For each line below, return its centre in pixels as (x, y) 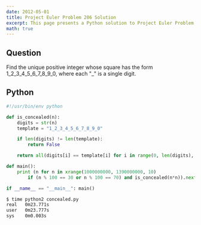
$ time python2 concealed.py (42, 199)
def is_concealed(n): (33, 117)
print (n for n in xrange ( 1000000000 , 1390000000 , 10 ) (87, 172)
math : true (20, 28)
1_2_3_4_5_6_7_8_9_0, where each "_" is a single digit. (71, 74)
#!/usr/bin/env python (34, 106)
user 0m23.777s (28, 211)
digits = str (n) (37, 123)
